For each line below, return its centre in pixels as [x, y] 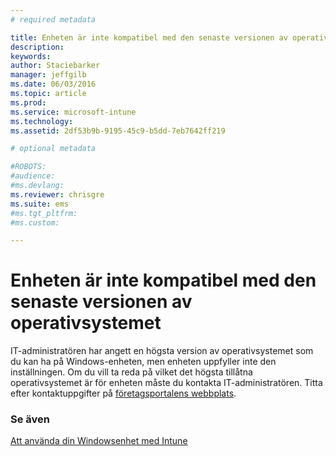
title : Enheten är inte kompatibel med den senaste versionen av [149, 37]
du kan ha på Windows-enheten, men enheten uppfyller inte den [143, 362]
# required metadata [53, 19]
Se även [30, 419]
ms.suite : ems [40, 204]
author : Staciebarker [55, 66]
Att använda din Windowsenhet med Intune [99, 441]
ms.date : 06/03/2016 [53, 84]
